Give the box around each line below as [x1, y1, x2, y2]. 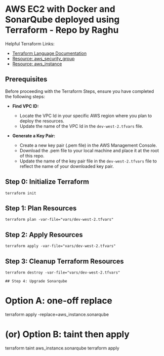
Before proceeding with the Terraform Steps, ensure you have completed [5, 88, 154, 94]
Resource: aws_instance [12, 61, 62, 67]
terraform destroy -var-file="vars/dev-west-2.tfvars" [5, 270, 121, 275]
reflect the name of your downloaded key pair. [19, 163, 114, 169]
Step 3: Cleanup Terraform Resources [5, 257, 124, 265]
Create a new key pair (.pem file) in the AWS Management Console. [19, 142, 157, 148]
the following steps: [5, 93, 45, 99]
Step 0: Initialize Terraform [5, 178, 89, 186]
